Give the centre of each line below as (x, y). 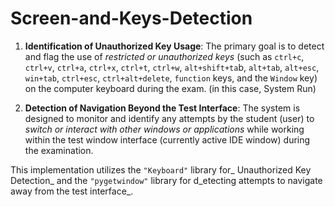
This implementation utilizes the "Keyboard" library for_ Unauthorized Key (161, 169)
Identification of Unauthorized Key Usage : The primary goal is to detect (174, 46)
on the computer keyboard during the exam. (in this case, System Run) (170, 88)
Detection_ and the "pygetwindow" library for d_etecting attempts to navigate (166, 180)
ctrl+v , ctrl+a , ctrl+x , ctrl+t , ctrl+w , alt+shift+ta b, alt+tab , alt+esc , (172, 67)
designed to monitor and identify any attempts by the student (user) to (169, 118)
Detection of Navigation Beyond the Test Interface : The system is (162, 108)
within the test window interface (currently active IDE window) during (167, 139)
